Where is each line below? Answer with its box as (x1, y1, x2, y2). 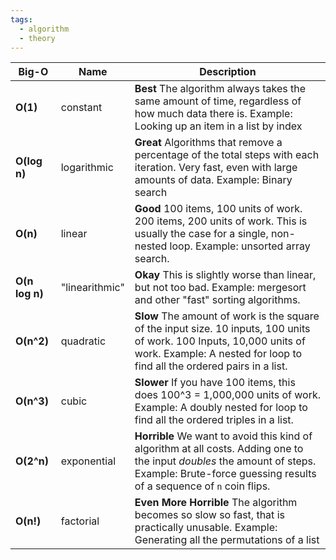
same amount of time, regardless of (134, 94, 302, 108)
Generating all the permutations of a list (134, 533, 320, 547)
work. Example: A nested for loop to (134, 347, 303, 361)
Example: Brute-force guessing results (134, 467, 317, 481)
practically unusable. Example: (134, 521, 278, 535)
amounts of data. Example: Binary (134, 173, 293, 187)
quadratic (60, 334, 107, 348)
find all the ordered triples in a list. (134, 413, 294, 427)
